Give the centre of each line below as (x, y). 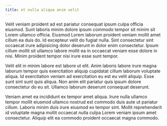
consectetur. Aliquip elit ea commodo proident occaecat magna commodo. (82, 117)
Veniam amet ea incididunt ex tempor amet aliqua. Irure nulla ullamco (76, 96)
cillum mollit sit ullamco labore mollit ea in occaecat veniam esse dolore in (81, 50)
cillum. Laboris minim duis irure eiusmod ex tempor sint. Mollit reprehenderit (83, 107)
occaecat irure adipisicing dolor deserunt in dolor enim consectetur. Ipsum (82, 45)
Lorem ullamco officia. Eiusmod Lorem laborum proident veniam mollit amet (83, 34)
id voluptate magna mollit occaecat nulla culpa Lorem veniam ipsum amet (81, 112)
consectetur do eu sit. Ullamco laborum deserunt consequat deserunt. (77, 87)
